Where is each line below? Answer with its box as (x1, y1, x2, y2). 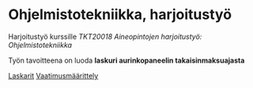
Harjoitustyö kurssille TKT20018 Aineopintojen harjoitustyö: (8, 32, 202, 41)
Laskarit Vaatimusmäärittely (8, 71, 99, 80)
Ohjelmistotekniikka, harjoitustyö (8, 6, 232, 24)
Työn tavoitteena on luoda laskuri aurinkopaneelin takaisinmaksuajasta (8, 55, 245, 65)
